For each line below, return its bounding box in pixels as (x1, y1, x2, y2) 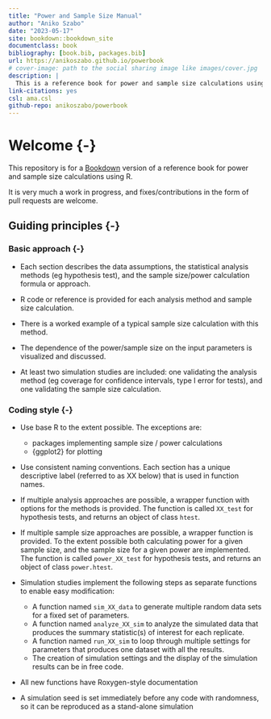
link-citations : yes (8, 86, 78, 95)
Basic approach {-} (8, 243, 85, 255)
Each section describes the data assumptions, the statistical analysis (19, 261, 248, 271)
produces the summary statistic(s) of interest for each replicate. (31, 628, 244, 638)
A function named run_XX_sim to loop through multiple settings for (31, 636, 251, 646)
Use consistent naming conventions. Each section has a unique (19, 463, 231, 472)
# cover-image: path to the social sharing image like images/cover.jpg (8, 64, 258, 73)
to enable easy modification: (19, 586, 115, 596)
